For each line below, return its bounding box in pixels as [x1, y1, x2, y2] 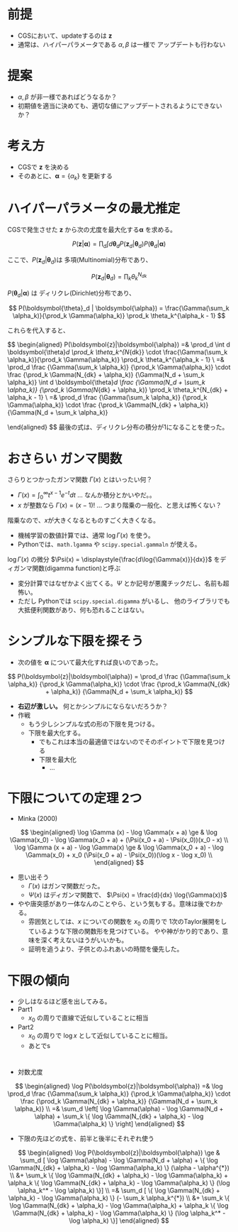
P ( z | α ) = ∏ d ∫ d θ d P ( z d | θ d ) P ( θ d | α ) [72, 239, 166, 249]
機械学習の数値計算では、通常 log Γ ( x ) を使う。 [17, 530, 154, 540]
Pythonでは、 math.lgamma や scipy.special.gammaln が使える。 [17, 540, 201, 548]
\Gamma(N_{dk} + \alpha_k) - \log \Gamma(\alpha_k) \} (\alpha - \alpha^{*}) [8, 1164, 230, 1172]
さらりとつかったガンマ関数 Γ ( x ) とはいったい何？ [7, 475, 153, 484]
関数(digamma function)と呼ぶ [31, 564, 121, 572]
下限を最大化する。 [28, 729, 85, 737]
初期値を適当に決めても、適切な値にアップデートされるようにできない [17, 101, 222, 110]
